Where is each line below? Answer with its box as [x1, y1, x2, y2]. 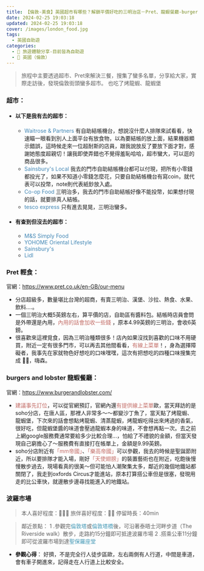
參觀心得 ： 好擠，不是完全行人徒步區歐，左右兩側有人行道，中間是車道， [15, 550, 198, 558]
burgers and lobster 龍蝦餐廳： [6, 374, 99, 382]
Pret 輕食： [6, 268, 39, 276]
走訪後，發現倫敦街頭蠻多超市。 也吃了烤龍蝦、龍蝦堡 [26, 79, 161, 87]
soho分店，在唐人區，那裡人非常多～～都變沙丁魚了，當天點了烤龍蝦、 [15, 409, 193, 416]
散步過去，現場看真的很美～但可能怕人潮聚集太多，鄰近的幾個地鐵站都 [20, 463, 196, 470]
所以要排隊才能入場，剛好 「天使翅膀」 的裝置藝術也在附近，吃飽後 [25, 455, 191, 462]
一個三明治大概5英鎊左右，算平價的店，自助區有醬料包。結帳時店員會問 [15, 311, 194, 319]
